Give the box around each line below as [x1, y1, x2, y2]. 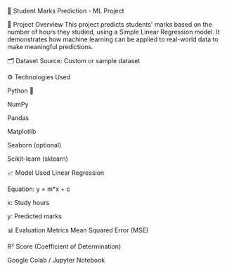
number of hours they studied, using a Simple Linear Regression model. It [7, 28, 220, 36]
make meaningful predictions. [7, 43, 93, 51]
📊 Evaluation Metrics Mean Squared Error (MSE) [7, 226, 149, 234]
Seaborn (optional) [7, 141, 62, 149]
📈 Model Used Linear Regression [7, 168, 105, 177]
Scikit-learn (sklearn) [7, 154, 69, 163]
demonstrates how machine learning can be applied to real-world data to [7, 35, 219, 44]
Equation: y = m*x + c [7, 185, 70, 193]
